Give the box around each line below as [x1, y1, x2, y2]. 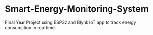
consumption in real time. [5, 24, 56, 30]
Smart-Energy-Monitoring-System [5, 3, 149, 15]
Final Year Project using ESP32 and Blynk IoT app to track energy [5, 19, 136, 25]
